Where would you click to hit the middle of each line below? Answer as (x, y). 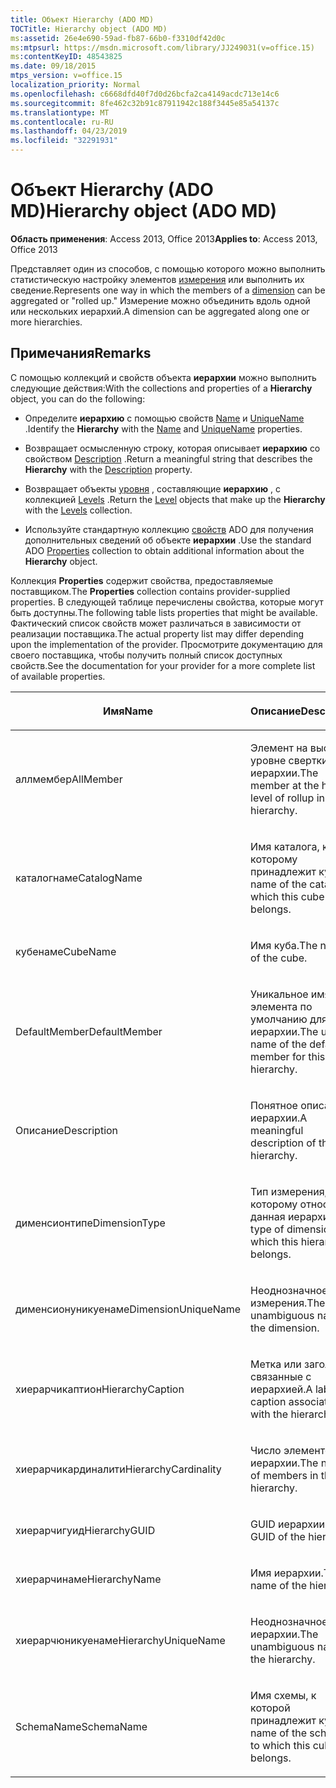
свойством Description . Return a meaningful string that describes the (168, 458)
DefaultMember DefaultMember (89, 1031)
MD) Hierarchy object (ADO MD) (144, 211)
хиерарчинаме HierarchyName (88, 1579)
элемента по (281, 1006)
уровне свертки (289, 760)
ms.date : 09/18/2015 (53, 66)
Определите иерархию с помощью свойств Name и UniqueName (164, 418)
